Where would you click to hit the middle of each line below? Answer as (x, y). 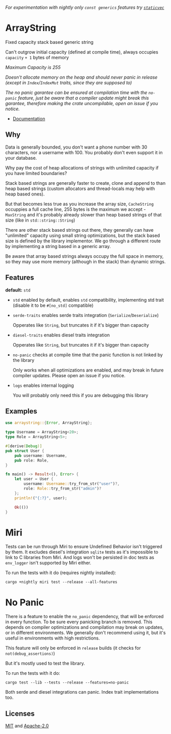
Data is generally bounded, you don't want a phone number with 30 (76, 147)
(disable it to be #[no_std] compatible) (53, 305)
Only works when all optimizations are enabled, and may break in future (88, 370)
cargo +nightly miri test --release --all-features (61, 582)
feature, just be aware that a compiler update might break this (83, 98)
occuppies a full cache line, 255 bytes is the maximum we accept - (76, 209)
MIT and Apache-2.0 (27, 726)
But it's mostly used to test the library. (45, 664)
